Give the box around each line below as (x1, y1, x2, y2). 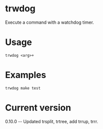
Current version (5, 102, 71, 113)
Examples (5, 70, 46, 81)
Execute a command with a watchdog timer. (5, 19, 94, 25)
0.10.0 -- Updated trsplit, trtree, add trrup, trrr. (5, 118, 99, 124)
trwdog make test (5, 86, 41, 90)
